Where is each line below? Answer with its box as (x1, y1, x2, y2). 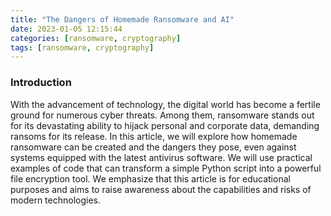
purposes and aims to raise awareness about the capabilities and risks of (10, 183, 312, 195)
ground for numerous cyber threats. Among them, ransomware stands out (10, 109, 315, 121)
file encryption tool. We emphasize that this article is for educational (10, 172, 291, 185)
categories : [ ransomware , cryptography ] (10, 33, 182, 43)
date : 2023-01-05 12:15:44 (10, 24, 123, 34)
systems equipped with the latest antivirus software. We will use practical (10, 151, 313, 163)
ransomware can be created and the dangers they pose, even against (10, 141, 297, 153)
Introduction (10, 76, 72, 90)
